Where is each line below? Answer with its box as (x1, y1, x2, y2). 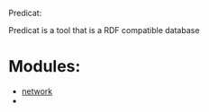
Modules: (8, 56, 81, 77)
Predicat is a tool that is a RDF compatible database (8, 25, 200, 35)
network (21, 85, 53, 97)
